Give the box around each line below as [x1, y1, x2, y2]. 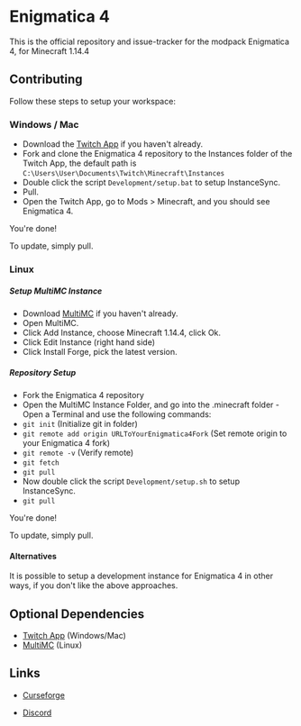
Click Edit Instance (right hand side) [22, 336, 156, 348]
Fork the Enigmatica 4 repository [22, 389, 144, 400]
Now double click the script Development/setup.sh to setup [22, 476, 241, 486]
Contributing [9, 72, 83, 87]
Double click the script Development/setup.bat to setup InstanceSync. [22, 177, 281, 188]
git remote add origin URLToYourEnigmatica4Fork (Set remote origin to [22, 428, 287, 439]
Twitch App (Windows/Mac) [22, 630, 126, 640]
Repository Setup [9, 367, 77, 377]
